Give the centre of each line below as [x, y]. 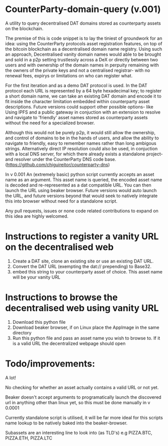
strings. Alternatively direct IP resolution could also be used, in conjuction [81, 148]
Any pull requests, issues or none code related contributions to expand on [82, 211]
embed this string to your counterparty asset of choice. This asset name [87, 272]
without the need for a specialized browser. [50, 123]
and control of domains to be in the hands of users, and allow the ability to [82, 138]
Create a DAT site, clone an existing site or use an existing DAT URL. [83, 261]
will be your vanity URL [36, 277]
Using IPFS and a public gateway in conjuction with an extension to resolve [83, 112]
